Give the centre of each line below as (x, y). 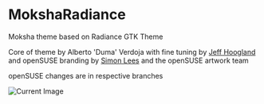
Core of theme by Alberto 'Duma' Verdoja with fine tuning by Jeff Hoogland (132, 52)
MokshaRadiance (67, 15)
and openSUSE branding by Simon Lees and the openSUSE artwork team (128, 60)
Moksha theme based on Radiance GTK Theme (86, 37)
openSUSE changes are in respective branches (86, 75)
